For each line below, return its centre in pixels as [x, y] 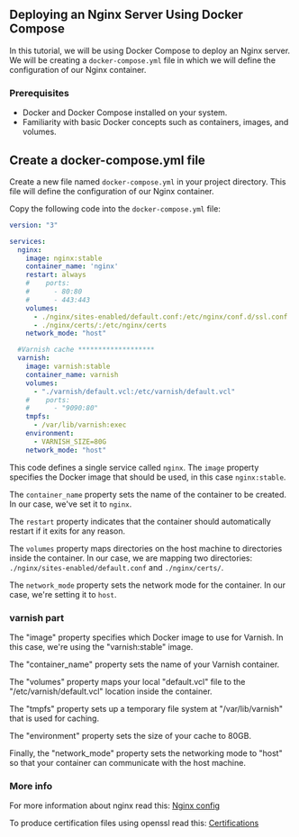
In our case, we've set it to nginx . [71, 504]
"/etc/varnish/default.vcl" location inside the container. [111, 691]
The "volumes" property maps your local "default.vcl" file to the [127, 681]
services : [28, 241]
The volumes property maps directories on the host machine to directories [146, 548]
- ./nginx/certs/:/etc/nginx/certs [100, 325]
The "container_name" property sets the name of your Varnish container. [145, 664]
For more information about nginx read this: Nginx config [115, 805]
